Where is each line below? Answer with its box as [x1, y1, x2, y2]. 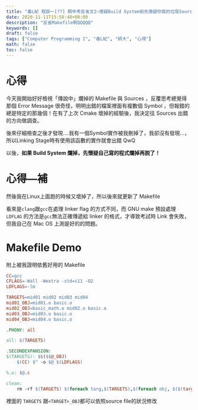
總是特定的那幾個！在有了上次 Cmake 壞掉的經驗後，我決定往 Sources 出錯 [6, 110, 189, 117]
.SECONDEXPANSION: [6, 348, 51, 354]
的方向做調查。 [6, 117, 42, 124]
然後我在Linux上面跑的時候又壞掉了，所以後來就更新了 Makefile [6, 193, 160, 200]
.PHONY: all [6, 327, 35, 333]
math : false [6, 42, 35, 48]
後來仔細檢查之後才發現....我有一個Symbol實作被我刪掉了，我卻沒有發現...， [6, 129, 190, 136]
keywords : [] [6, 25, 38, 31]
